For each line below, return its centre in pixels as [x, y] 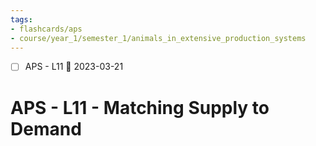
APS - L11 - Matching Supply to [140, 107]
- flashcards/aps [46, 29]
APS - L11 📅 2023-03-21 [74, 67]
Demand [46, 128]
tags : [21, 19]
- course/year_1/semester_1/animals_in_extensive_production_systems [158, 38]
